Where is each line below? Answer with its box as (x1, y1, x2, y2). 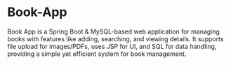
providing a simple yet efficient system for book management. (7, 50, 187, 58)
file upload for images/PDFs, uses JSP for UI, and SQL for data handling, (7, 42, 217, 50)
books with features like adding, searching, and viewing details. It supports (7, 34, 224, 43)
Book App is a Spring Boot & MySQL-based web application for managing (7, 27, 220, 36)
